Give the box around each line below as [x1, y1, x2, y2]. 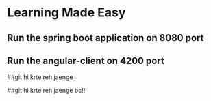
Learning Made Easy [7, 5, 126, 20]
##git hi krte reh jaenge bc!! [7, 87, 86, 95]
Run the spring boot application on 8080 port [7, 32, 204, 44]
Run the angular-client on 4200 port [7, 55, 164, 66]
